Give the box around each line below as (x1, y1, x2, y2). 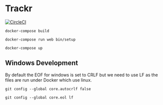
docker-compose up (5, 45, 43, 50)
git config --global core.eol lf (5, 95, 74, 100)
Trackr (5, 3, 33, 14)
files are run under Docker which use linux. (5, 77, 92, 83)
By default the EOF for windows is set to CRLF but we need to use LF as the (5, 72, 158, 78)
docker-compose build (5, 28, 50, 33)
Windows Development (5, 59, 79, 67)
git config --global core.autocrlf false (5, 86, 91, 91)
